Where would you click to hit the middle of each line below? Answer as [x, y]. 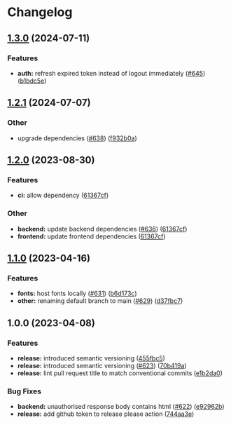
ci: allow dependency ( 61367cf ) [63, 195]
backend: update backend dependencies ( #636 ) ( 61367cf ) [102, 229]
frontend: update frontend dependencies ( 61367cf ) [91, 236]
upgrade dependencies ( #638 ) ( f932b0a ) [77, 138]
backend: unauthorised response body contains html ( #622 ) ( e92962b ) [121, 407]
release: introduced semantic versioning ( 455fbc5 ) [91, 358]
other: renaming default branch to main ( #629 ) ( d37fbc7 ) [100, 301]
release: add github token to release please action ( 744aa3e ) [106, 414]
